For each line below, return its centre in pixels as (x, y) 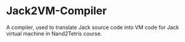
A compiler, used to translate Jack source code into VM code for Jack (92, 27)
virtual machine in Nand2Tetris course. (54, 33)
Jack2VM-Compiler (56, 11)
